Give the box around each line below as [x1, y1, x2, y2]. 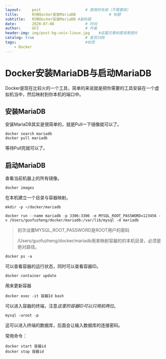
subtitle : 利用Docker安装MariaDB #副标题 [5, 16, 91, 21]
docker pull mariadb [5, 136, 48, 141]
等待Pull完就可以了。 [5, 145, 48, 151]
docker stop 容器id [5, 349, 44, 355]
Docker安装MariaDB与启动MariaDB [5, 67, 152, 79]
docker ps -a [5, 254, 32, 259]
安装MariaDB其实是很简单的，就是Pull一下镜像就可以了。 [5, 121, 122, 127]
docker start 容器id [5, 344, 46, 349]
